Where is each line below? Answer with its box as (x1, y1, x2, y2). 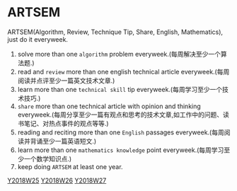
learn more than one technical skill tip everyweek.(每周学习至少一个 (17, 85, 223, 93)
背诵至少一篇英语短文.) (30, 137, 97, 145)
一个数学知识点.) (23, 154, 72, 163)
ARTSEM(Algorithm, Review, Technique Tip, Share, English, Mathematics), (7, 28, 224, 36)
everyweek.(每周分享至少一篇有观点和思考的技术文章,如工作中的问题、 (17, 110, 224, 119)
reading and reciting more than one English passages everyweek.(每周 (17, 128, 224, 137)
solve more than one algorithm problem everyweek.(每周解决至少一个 (17, 50, 221, 58)
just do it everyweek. (7, 35, 69, 43)
